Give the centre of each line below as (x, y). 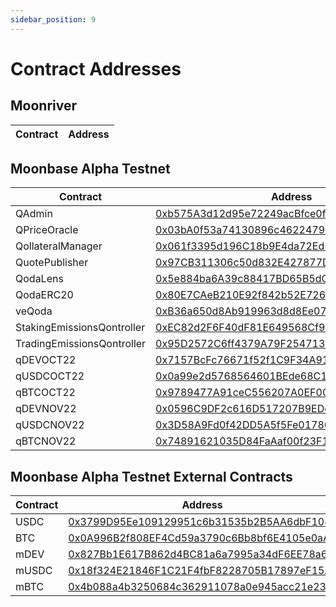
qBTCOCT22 (45, 393)
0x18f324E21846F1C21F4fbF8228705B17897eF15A (200, 571)
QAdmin (34, 214)
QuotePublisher (52, 263)
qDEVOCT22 (46, 360)
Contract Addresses (96, 68)
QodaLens (39, 279)
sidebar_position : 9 (53, 19)
